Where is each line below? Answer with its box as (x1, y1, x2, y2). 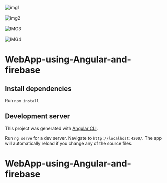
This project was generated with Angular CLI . (5, 125, 98, 131)
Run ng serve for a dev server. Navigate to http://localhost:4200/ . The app (5, 135, 162, 141)
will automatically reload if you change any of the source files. (5, 140, 133, 146)
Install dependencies (5, 84, 72, 93)
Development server (5, 112, 70, 121)
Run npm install (5, 98, 39, 103)
